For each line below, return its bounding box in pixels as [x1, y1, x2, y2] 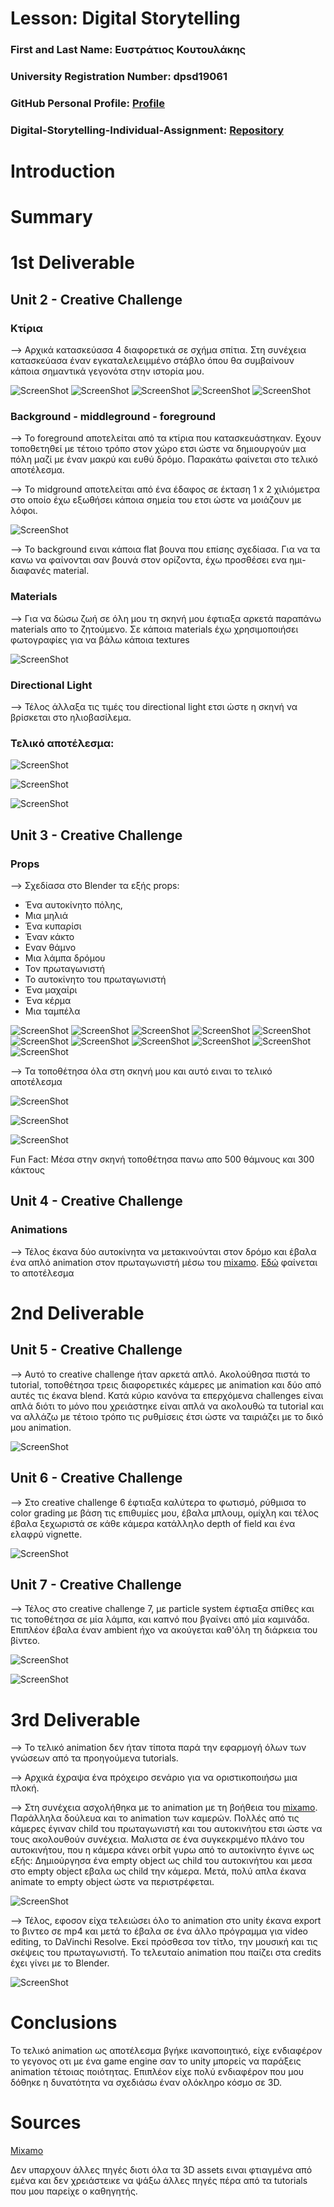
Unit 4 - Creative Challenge [10, 1193, 183, 1210]
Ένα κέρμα [24, 995, 72, 1006]
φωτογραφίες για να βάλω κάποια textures [10, 633, 190, 646]
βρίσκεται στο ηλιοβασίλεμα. [10, 712, 132, 724]
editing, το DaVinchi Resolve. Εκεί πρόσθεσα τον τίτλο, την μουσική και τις [10, 1936, 318, 1948]
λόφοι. [10, 505, 38, 517]
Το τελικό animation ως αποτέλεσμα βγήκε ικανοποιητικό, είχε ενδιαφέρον [10, 2045, 323, 2057]
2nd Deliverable [10, 1302, 145, 1324]
